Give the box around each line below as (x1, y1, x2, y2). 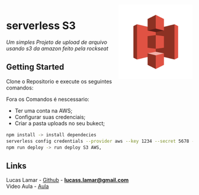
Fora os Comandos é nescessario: (6, 95, 90, 103)
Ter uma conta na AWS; (14, 107, 73, 114)
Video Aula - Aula (6, 183, 49, 190)
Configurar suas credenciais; (14, 113, 86, 120)
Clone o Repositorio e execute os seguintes (6, 78, 113, 85)
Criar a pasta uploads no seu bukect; (14, 120, 105, 127)
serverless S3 (6, 19, 76, 33)
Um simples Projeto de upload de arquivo (6, 39, 108, 46)
